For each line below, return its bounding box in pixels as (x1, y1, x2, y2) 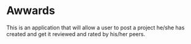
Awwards (6, 4, 55, 18)
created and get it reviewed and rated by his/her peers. (6, 30, 146, 37)
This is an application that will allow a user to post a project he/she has (6, 24, 185, 31)
